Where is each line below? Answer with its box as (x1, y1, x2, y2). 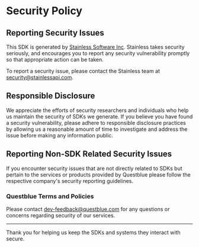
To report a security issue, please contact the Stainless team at (6, 68, 161, 75)
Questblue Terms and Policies (6, 192, 94, 200)
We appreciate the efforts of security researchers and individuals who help (6, 107, 189, 114)
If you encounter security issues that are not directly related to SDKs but (6, 165, 182, 172)
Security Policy (6, 4, 83, 18)
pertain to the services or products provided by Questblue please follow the (6, 171, 191, 178)
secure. (6, 235, 25, 242)
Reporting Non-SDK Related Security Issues (6, 149, 172, 159)
